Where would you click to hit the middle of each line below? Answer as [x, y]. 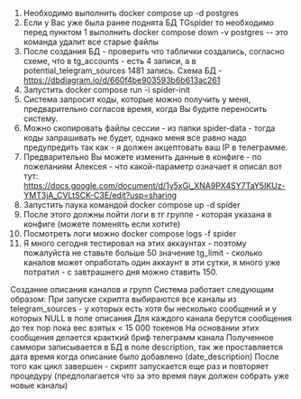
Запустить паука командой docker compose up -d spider [132, 205]
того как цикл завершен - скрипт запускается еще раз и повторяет [140, 366]
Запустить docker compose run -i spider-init [106, 90]
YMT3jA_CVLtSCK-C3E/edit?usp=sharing [100, 195]
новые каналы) [39, 385]
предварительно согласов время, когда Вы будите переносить [145, 109]
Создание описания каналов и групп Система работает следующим [142, 289]
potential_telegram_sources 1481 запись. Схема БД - [123, 70]
